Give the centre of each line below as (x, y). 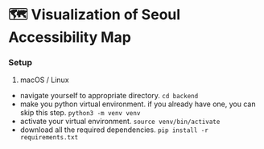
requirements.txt (49, 138)
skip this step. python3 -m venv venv (80, 113)
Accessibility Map (70, 37)
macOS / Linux (45, 80)
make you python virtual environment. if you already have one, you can (138, 104)
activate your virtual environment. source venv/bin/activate (120, 122)
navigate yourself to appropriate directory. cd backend (109, 96)
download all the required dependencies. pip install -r (114, 130)
